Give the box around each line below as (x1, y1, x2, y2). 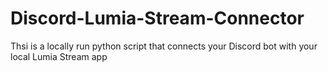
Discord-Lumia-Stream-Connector (10, 7, 305, 30)
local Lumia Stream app (10, 50, 108, 62)
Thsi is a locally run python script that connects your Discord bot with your (10, 40, 318, 52)
